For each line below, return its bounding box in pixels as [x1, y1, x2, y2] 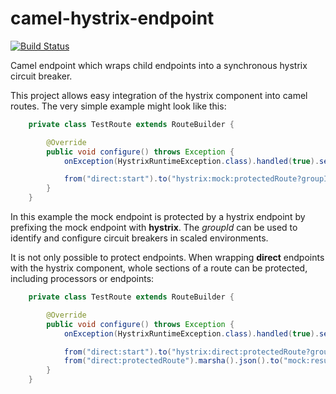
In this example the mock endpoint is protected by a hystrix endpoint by [10, 211, 306, 223]
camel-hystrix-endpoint [10, 7, 215, 30]
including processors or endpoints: [10, 273, 155, 285]
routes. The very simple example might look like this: [10, 100, 227, 112]
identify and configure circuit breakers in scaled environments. [10, 232, 269, 244]
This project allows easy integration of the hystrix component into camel [10, 89, 308, 101]
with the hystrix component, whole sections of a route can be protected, [10, 262, 308, 274]
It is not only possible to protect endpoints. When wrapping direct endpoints [10, 252, 325, 264]
